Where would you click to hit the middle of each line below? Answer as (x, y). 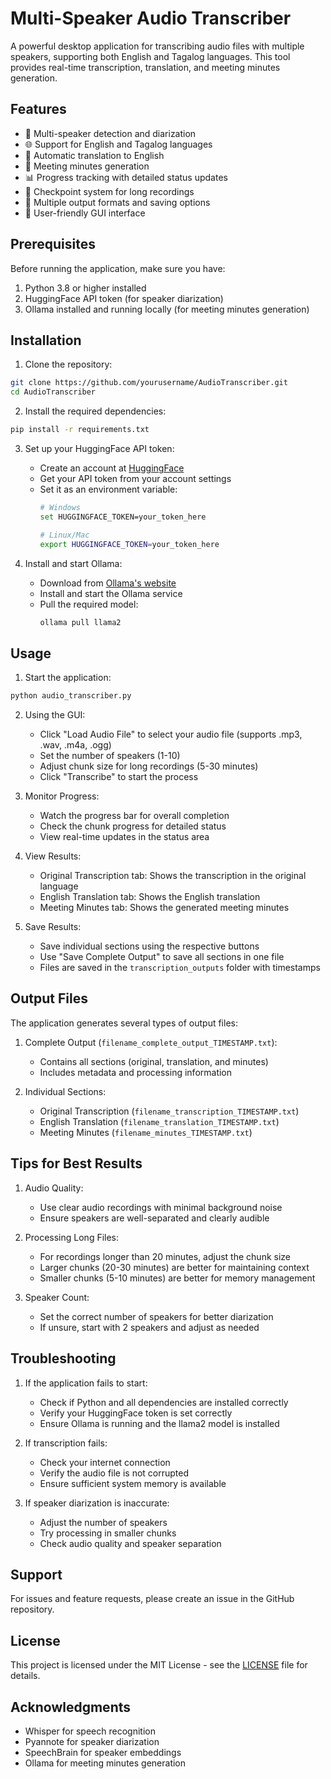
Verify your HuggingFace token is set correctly (136, 1413)
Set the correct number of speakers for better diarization (156, 1316)
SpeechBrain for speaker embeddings (103, 1752)
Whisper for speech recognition (90, 1731)
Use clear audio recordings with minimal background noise (161, 1207)
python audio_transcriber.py (71, 696)
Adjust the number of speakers (103, 1522)
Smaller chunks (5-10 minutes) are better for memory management (177, 1278)
